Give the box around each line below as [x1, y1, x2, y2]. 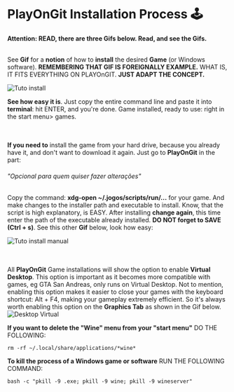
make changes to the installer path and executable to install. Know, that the [7, 201, 224, 210]
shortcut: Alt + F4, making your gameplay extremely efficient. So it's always [7, 295, 226, 304]
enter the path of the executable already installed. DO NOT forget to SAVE [7, 216, 222, 224]
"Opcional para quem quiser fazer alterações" [7, 172, 142, 180]
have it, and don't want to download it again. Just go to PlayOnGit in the [7, 148, 216, 156]
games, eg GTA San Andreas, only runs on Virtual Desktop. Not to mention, [7, 281, 224, 289]
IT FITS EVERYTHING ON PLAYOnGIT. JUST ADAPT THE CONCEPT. [7, 70, 205, 79]
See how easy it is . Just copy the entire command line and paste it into [7, 97, 212, 106]
